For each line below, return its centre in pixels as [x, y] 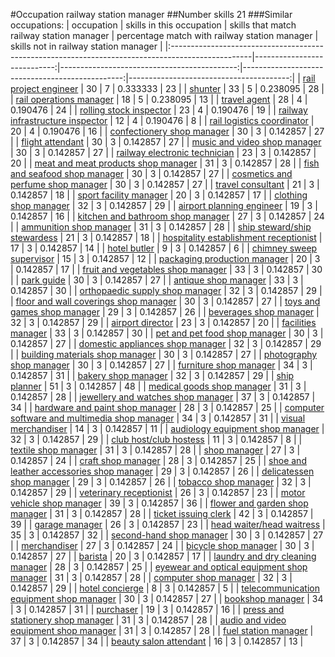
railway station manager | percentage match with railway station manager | [164, 35]
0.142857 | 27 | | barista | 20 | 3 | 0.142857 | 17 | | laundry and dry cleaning [163, 556]
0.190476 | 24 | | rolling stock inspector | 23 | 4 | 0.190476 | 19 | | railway [159, 110]
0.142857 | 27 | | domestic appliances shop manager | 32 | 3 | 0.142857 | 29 [166, 343]
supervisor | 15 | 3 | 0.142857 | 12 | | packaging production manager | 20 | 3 [165, 258]
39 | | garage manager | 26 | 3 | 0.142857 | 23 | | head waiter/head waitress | [168, 524]
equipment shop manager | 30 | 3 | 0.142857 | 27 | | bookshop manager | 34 [167, 598]
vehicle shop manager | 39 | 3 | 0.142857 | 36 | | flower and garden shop [159, 503]
